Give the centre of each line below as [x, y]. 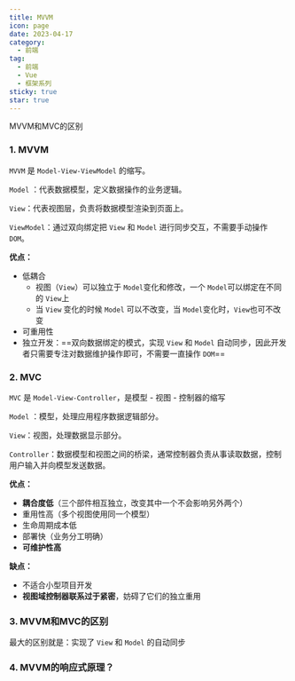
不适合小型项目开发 [57, 585]
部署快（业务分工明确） [65, 536]
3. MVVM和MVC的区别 [59, 621]
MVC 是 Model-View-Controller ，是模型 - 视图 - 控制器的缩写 [117, 397]
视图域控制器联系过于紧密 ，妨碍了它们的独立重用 [111, 596]
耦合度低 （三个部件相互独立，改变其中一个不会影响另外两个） [135, 503]
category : [27, 42]
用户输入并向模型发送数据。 [60, 465]
